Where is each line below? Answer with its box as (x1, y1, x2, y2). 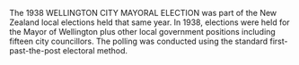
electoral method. (62, 45, 128, 56)
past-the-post (9, 45, 61, 56)
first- (269, 36, 289, 46)
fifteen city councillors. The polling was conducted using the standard (9, 36, 268, 46)
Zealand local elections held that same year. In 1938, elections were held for (9, 17, 290, 28)
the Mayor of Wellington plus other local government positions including (9, 27, 276, 37)
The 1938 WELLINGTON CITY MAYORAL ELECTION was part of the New (9, 8, 277, 18)
